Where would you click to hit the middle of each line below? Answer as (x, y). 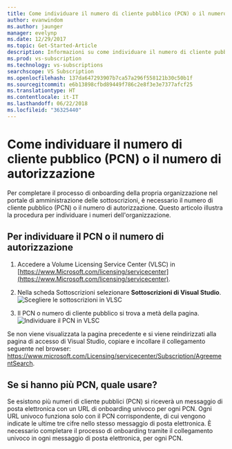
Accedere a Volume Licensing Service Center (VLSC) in (96, 264)
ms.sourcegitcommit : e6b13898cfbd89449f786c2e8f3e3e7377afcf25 (100, 84)
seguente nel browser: (39, 348)
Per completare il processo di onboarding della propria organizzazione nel (113, 193)
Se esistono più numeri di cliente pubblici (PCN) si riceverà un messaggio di (115, 401)
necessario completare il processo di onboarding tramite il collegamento (110, 431)
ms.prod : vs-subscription (44, 59)
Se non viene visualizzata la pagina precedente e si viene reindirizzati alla (112, 333)
